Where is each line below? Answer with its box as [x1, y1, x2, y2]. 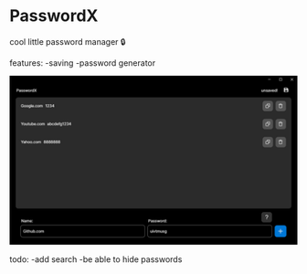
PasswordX [9, 5, 99, 26]
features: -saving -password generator [9, 57, 156, 68]
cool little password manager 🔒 [9, 36, 126, 47]
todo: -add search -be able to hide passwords [9, 254, 183, 265]
